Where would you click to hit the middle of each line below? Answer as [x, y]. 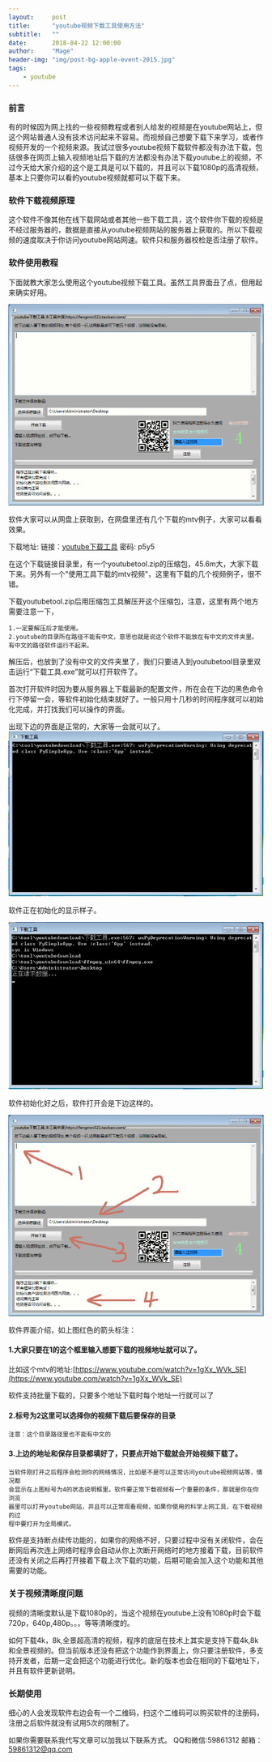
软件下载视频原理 [42, 200]
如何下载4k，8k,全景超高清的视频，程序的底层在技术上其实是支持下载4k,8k [134, 1640]
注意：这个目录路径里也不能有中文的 [60, 1435]
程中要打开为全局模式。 [42, 1524]
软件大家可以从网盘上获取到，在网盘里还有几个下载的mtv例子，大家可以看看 [135, 519]
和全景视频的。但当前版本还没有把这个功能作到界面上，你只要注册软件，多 [132, 1650]
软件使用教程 [34, 263]
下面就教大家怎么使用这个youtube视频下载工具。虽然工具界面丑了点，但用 [132, 282]
